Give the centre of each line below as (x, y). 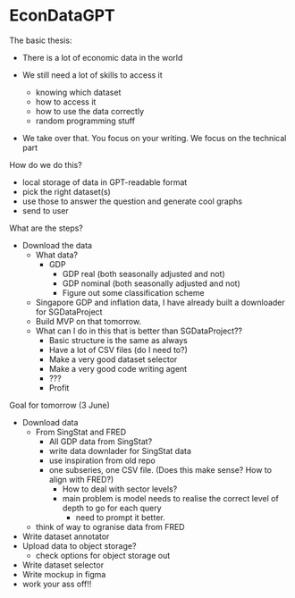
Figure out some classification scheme (133, 292)
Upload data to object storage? (79, 545)
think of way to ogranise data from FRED (110, 526)
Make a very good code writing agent (118, 368)
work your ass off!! (57, 584)
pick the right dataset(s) (67, 191)
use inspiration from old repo (102, 460)
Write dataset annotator (66, 536)
